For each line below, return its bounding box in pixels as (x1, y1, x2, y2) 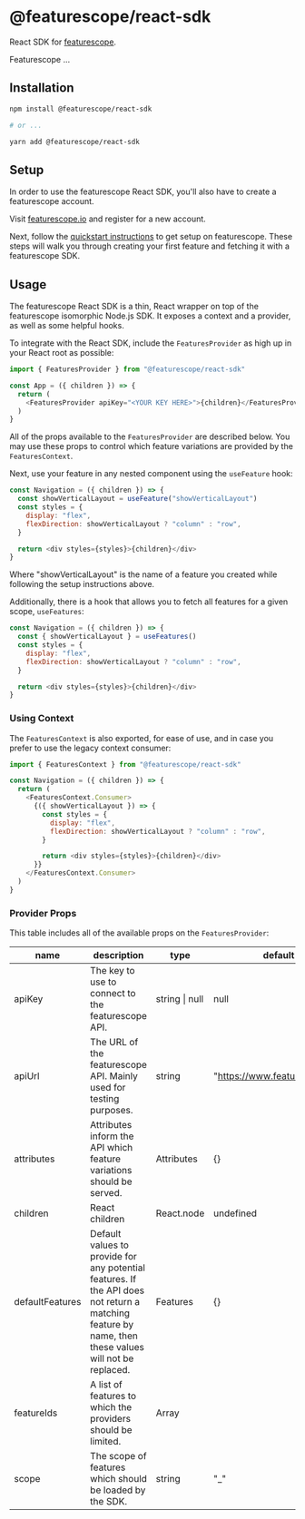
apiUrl (14, 1070, 40, 1083)
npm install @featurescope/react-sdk (9, 104, 152, 113)
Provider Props (9, 906, 77, 919)
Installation (9, 80, 74, 96)
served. (90, 1187, 123, 1200)
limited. (90, 1436, 122, 1448)
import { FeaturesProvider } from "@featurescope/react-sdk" (9, 365, 246, 374)
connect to (90, 987, 136, 1000)
